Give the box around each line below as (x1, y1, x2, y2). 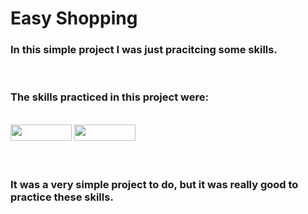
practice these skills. (10, 190, 114, 204)
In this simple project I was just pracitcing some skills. (10, 43, 278, 57)
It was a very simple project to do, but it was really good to (10, 177, 299, 191)
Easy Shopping (10, 7, 138, 30)
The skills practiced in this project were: (10, 90, 209, 104)
